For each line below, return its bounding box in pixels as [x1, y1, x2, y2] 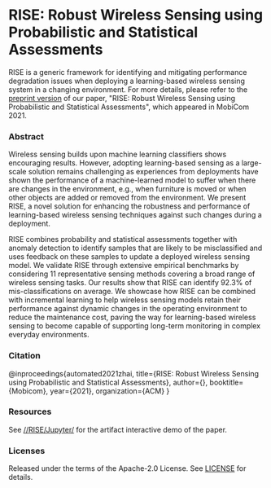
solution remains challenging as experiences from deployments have [28, 167, 259, 177]
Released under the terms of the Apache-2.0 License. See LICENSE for [8, 464, 247, 473]
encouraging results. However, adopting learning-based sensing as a [8, 158, 240, 168]
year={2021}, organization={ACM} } [50, 385, 170, 396]
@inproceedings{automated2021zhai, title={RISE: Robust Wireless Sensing [8, 368, 259, 378]
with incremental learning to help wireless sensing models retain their [8, 295, 242, 305]
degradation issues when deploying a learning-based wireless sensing [8, 76, 246, 86]
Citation [8, 350, 41, 362]
